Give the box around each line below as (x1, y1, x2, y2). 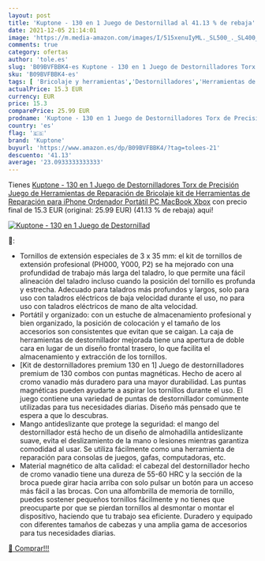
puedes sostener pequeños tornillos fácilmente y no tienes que (19, 495, 225, 504)
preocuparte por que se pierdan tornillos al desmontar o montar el (19, 503, 235, 513)
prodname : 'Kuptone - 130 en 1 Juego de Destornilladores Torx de (8, 115, 231, 122)
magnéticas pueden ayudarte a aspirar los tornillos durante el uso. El (19, 386, 243, 395)
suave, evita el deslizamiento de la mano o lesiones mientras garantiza (19, 436, 249, 446)
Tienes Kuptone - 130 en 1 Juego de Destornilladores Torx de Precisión (8, 180, 239, 190)
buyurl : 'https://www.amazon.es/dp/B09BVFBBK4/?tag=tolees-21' (8, 144, 221, 152)
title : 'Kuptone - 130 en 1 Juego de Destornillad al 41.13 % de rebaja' (8, 19, 256, 27)
